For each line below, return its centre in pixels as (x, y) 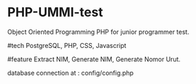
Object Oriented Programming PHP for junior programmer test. (98, 32)
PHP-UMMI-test (55, 12)
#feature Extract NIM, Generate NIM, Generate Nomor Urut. (94, 59)
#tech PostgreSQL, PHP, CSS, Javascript (67, 45)
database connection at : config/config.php (71, 73)
